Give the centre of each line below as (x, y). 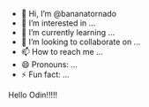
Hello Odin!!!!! (33, 95)
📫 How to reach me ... (62, 52)
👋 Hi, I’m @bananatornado (68, 14)
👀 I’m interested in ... (58, 23)
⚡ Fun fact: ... (45, 74)
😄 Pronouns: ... (49, 65)
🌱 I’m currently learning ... (68, 32)
